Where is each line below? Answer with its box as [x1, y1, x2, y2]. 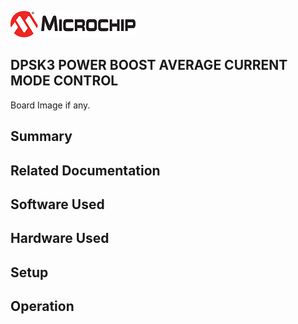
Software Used [10, 196, 105, 213]
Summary [10, 128, 73, 145]
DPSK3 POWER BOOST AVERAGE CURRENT [10, 57, 288, 74]
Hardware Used [10, 230, 110, 247]
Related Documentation [10, 162, 161, 179]
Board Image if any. [10, 99, 91, 111]
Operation [10, 298, 75, 315]
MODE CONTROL [10, 72, 119, 90]
